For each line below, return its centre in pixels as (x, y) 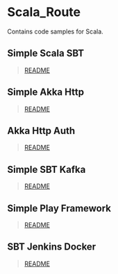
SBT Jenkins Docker (52, 247)
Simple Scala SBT (46, 53)
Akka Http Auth (41, 131)
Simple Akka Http (46, 92)
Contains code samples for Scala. (56, 31)
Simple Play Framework (59, 208)
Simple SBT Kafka (47, 169)
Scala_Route (44, 12)
